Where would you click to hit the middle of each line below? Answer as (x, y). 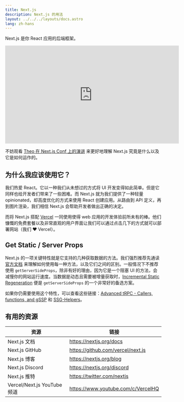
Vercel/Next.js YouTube (35, 385)
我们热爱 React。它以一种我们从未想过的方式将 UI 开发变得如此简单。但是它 (82, 188)
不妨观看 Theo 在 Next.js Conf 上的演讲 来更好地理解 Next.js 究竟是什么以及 (82, 151)
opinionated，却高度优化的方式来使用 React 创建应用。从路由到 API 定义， (81, 200)
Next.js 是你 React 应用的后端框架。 (42, 38)
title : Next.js (21, 10)
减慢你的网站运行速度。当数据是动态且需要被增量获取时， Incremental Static (82, 276)
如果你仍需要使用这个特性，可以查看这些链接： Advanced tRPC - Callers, (79, 293)
